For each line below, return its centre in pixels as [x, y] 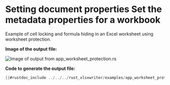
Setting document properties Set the [83, 9]
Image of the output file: [31, 49]
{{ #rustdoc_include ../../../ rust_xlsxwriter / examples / [65, 77]
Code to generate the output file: [40, 68]
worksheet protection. [28, 39]
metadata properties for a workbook [83, 20]
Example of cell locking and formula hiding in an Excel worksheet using [79, 34]
